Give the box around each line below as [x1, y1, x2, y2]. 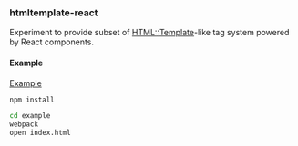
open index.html [9, 129, 71, 138]
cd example [9, 112, 51, 121]
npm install [9, 95, 55, 104]
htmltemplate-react [9, 6, 98, 19]
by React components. [9, 36, 94, 47]
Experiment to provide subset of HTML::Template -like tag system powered [9, 27, 290, 38]
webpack [9, 120, 39, 129]
